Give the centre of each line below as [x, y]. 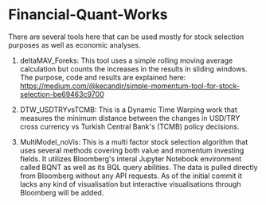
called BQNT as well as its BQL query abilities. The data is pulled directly [139, 167]
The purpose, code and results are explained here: [103, 77]
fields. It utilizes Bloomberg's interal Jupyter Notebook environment [131, 159]
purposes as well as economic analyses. [74, 44]
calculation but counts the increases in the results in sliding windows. [134, 68]
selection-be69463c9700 [62, 94]
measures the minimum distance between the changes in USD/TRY [130, 118]
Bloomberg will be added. [62, 192]
